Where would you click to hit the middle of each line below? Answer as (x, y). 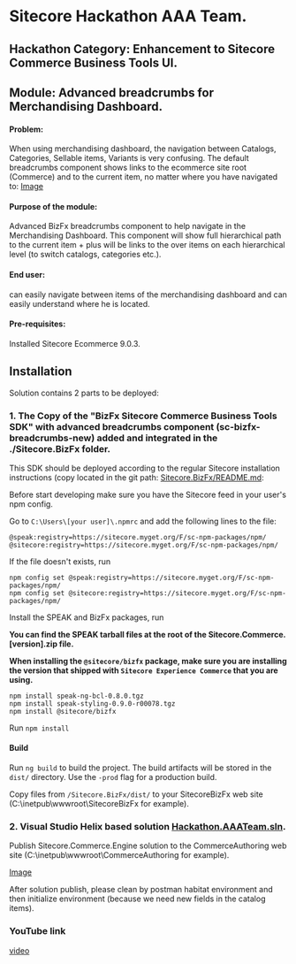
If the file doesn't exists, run (60, 561)
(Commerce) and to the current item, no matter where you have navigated (144, 177)
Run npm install (39, 728)
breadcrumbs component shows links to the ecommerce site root (128, 168)
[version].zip (33, 644)
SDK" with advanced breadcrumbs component (112, 426)
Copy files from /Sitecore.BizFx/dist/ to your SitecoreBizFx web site (136, 794)
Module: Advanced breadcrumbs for (112, 92)
